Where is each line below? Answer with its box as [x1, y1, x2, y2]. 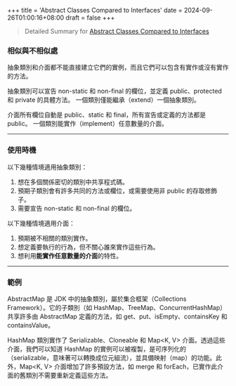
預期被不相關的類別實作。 [17, 233, 92, 242]
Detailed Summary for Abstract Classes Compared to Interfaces [24, 27, 209, 35]
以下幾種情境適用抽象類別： [7, 162, 88, 171]
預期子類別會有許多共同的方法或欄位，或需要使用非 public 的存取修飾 [17, 186, 218, 195]
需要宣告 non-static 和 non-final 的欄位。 [17, 204, 136, 212]
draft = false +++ [65, 13, 115, 22]
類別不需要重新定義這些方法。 [25, 371, 112, 379]
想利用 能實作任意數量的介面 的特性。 [17, 251, 123, 259]
